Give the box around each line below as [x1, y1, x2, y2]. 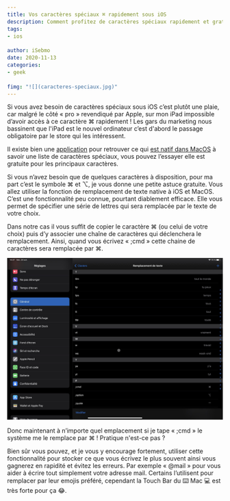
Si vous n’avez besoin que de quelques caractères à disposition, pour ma [7, 173, 214, 181]
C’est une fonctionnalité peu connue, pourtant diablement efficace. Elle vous [7, 195, 223, 203]
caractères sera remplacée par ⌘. [7, 244, 104, 253]
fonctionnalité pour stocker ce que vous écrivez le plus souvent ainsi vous [7, 454, 216, 462]
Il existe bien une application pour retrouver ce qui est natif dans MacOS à [7, 145, 216, 153]
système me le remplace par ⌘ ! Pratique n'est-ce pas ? [7, 433, 166, 441]
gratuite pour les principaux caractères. [7, 159, 118, 168]
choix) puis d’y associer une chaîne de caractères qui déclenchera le [7, 230, 202, 238]
